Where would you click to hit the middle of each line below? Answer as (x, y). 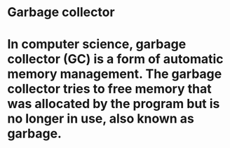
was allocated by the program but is (114, 104)
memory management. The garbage (115, 74)
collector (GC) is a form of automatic (115, 59)
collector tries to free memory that (109, 89)
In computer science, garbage (97, 45)
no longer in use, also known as (101, 119)
